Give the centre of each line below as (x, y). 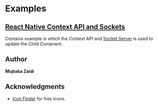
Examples (26, 9)
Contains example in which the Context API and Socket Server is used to (79, 38)
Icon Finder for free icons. (39, 99)
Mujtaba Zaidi (20, 71)
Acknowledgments (35, 87)
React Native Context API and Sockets (65, 27)
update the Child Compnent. (34, 44)
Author (16, 59)
